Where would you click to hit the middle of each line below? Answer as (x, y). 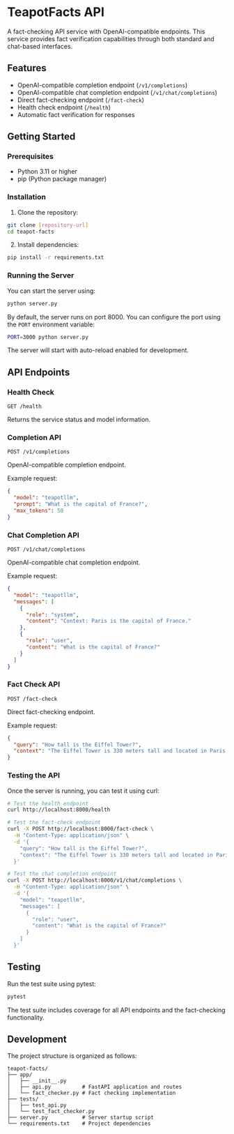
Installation (27, 197)
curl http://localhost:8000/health (59, 810)
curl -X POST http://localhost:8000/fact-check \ (81, 829)
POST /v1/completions (39, 452)
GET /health (24, 407)
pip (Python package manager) (62, 179)
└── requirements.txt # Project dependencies (79, 1124)
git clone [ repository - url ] (48, 225)
